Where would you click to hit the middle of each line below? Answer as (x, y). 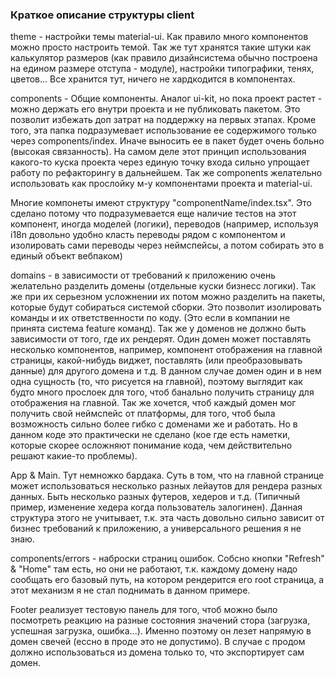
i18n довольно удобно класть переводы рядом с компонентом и (148, 235)
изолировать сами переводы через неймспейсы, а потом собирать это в (167, 245)
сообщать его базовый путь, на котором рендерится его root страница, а (167, 580)
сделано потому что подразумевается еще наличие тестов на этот (153, 214)
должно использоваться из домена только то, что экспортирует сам (157, 652)
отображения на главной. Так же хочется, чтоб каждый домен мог (153, 403)
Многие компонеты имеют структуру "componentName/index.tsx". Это (161, 203)
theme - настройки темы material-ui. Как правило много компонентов (159, 37)
